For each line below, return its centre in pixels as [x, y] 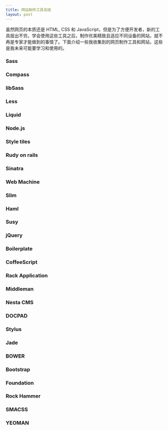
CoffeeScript [22, 262]
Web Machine [23, 182]
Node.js [15, 128]
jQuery [14, 235]
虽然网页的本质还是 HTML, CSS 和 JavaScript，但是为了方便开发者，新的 [81, 29]
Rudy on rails [22, 155]
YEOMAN [17, 423]
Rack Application [27, 276]
